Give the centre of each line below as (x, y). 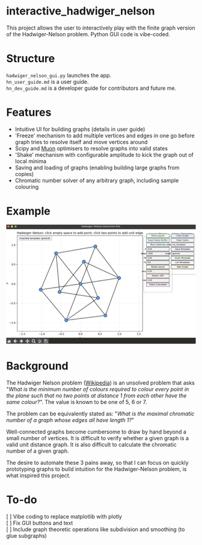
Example (28, 211)
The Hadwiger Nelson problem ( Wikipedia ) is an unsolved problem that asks (101, 383)
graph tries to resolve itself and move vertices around (81, 142)
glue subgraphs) (26, 536)
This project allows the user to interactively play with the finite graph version (101, 28)
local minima (31, 161)
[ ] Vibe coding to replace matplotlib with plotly (64, 517)
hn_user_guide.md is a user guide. (47, 81)
